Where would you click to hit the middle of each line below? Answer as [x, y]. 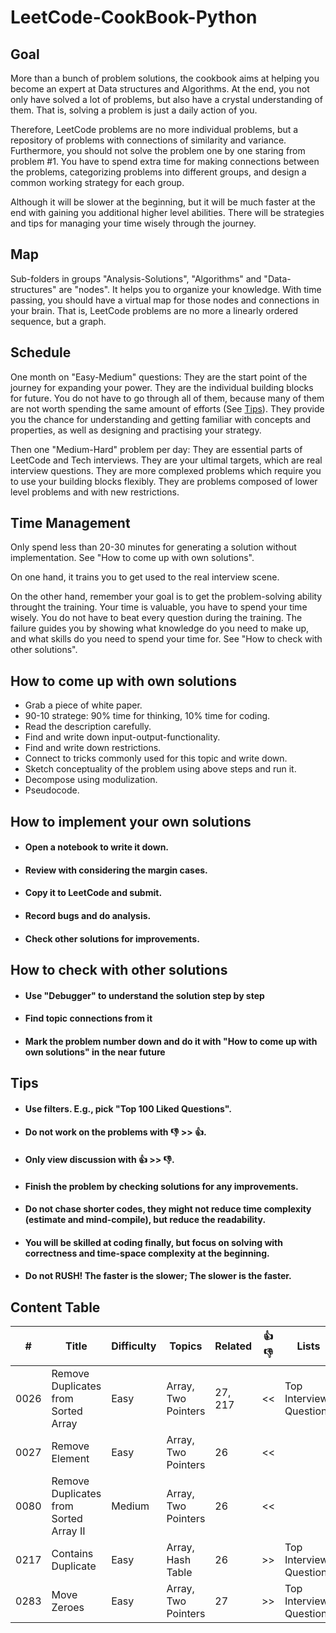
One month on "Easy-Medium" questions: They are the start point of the [159, 377]
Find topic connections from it [88, 1018]
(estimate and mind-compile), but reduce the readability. [145, 1220]
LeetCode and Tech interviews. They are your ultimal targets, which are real [166, 460]
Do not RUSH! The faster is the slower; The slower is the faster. [158, 1276]
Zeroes [68, 1608]
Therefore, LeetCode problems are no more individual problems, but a [154, 129]
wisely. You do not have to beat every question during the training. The [156, 618]
